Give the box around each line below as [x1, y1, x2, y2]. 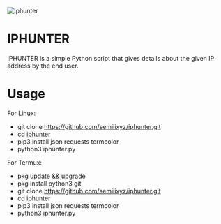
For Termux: [7, 158, 43, 167]
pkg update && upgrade [17, 172, 86, 180]
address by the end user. [7, 61, 79, 70]
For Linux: [7, 109, 36, 117]
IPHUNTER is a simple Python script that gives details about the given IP [7, 54, 215, 62]
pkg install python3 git [17, 179, 82, 188]
